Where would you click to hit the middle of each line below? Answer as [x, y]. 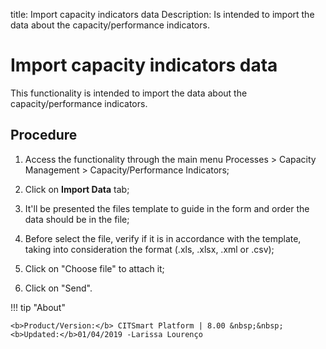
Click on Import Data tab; [77, 189]
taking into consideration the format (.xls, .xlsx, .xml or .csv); [149, 249]
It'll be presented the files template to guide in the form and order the [167, 208]
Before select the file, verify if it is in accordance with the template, [163, 238]
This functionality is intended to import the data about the [129, 93]
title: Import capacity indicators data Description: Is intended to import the [162, 14]
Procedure [44, 135]
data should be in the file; [77, 219]
